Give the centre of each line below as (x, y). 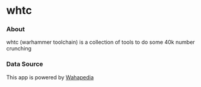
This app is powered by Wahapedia (50, 77)
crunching (19, 49)
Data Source (25, 64)
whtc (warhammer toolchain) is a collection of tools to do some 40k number (101, 42)
